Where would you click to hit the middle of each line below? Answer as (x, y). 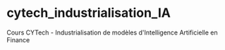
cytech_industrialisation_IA (89, 13)
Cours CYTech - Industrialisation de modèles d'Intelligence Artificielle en (112, 32)
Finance (18, 39)
